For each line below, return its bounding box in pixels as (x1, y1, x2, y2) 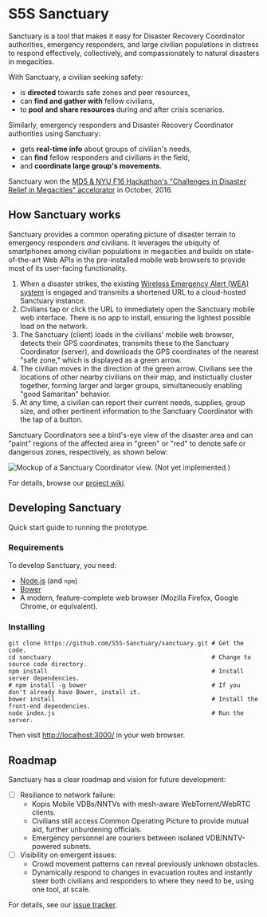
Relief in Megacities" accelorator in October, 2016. (8, 185, 173, 194)
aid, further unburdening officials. (31, 824, 142, 835)
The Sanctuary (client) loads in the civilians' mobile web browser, (19, 329, 234, 339)
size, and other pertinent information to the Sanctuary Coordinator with (19, 406, 253, 415)
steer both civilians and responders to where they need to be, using (31, 876, 254, 886)
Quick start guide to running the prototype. (8, 522, 149, 532)
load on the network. (19, 321, 88, 331)
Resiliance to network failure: (19, 790, 116, 800)
